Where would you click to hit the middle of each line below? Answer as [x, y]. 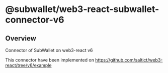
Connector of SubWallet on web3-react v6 [49, 50]
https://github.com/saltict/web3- [129, 60]
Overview [21, 38]
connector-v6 [35, 20]
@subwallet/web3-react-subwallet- [82, 9]
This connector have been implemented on [50, 60]
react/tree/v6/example [28, 65]
